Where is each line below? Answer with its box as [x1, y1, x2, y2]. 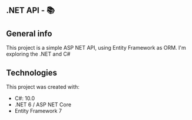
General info [6, 28, 52, 38]
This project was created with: [6, 83, 80, 90]
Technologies [6, 67, 58, 77]
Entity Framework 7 [14, 108, 62, 115]
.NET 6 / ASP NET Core [14, 101, 72, 108]
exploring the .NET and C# [6, 50, 71, 58]
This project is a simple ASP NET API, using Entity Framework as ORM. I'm [6, 44, 187, 51]
